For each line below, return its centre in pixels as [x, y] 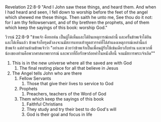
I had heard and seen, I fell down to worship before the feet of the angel [77, 12]
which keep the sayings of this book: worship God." [56, 28]
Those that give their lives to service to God [70, 84]
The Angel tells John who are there [47, 73]
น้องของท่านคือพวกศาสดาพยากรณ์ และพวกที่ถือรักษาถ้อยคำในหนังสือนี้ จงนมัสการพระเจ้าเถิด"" [80, 53]
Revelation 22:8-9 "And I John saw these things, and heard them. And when [80, 7]
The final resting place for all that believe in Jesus [69, 68]
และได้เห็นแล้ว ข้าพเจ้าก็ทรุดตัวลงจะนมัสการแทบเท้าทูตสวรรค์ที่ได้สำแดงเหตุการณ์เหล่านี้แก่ [76, 42]
